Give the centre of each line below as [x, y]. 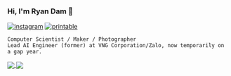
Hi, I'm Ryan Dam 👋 [40, 11]
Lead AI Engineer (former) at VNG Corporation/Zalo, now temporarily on [116, 46]
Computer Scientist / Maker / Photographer [72, 39]
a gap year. [25, 52]
